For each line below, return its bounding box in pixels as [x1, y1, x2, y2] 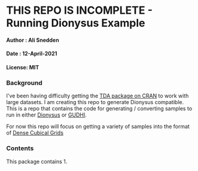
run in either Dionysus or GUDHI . [6, 111, 87, 118]
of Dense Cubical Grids [6, 129, 64, 136]
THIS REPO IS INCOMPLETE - [6, 4, 153, 17]
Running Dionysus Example [6, 16, 145, 30]
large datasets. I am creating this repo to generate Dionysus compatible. [6, 99, 184, 106]
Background [6, 78, 43, 87]
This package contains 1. [6, 158, 68, 165]
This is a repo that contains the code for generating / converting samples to [6, 105, 193, 112]
